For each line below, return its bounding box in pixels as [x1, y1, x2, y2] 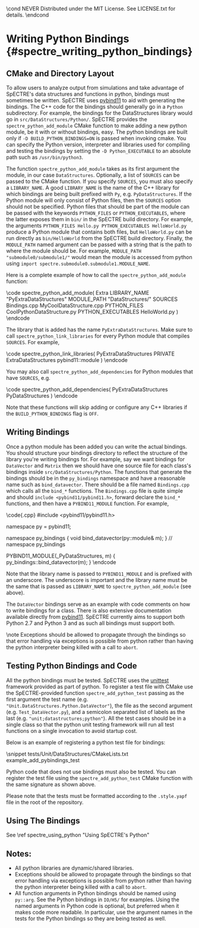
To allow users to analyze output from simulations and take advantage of [6, 84, 184, 91]
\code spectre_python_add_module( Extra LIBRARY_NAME [6, 290, 150, 296]
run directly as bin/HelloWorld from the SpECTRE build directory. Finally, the [6, 235, 193, 241]
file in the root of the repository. [6, 798, 84, 806]
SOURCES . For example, [6, 339, 60, 345]
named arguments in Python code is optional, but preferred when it [14, 902, 179, 910]
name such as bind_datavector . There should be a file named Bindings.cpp [6, 481, 190, 488]
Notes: [6, 848, 31, 858]
